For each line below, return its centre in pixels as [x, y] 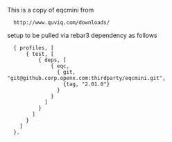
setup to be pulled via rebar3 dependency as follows [82, 35]
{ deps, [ [52, 60]
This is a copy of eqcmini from [51, 10]
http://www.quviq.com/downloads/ [62, 23]
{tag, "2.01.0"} [86, 84]
